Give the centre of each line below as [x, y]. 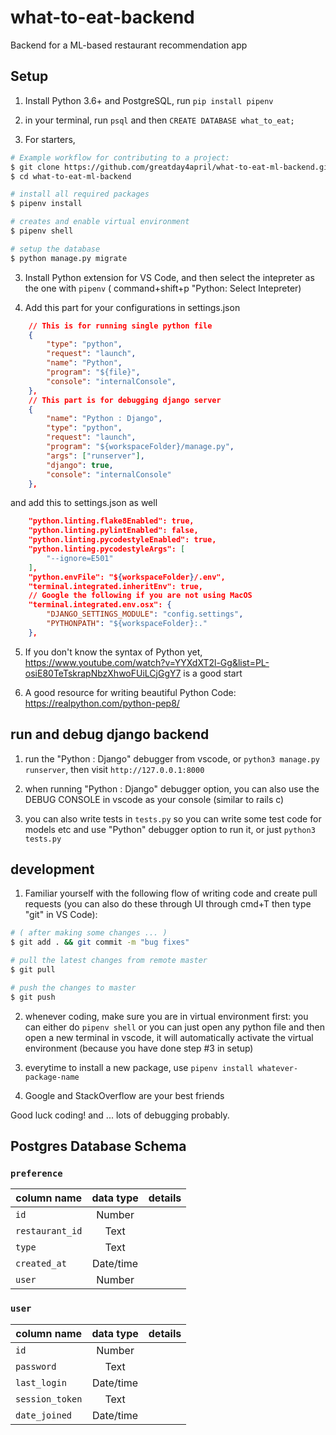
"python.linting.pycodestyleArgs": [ [107, 549]
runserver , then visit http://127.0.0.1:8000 [114, 769]
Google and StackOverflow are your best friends [124, 1095]
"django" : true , [80, 465]
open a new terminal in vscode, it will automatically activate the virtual [169, 1037]
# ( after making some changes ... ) [89, 933]
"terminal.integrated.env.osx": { [100, 605]
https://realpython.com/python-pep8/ [102, 703]
